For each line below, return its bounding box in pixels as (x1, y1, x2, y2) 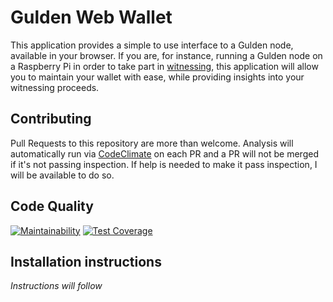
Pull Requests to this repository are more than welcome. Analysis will (10, 137, 294, 149)
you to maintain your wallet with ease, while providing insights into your (10, 71, 305, 83)
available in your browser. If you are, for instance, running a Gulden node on (10, 49, 323, 61)
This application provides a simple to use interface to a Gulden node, (10, 39, 294, 51)
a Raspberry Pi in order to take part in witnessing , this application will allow (10, 60, 319, 72)
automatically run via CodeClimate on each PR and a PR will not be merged (10, 147, 319, 160)
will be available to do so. (10, 169, 115, 181)
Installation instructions (10, 253, 162, 270)
